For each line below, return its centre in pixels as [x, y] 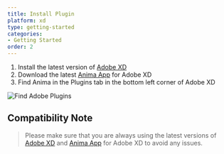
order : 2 [20, 47]
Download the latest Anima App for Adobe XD [85, 75]
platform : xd [27, 21]
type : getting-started [41, 27]
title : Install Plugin [41, 14]
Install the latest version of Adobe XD [72, 67]
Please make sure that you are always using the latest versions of [121, 135]
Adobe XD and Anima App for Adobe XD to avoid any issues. [113, 143]
